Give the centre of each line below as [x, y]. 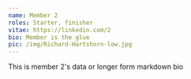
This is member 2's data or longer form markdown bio [96, 66]
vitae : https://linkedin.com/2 [60, 30]
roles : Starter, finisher [51, 23]
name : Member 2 [33, 15]
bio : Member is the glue [49, 37]
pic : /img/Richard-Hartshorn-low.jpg [70, 45]
